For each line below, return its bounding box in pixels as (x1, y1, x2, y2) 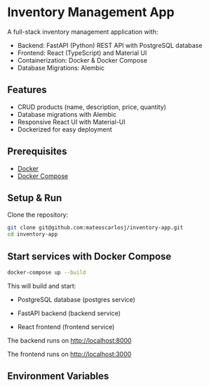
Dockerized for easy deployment (17, 125, 112, 134)
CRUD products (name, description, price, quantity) (17, 103, 167, 111)
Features (7, 84, 47, 96)
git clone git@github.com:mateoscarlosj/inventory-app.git (7, 224, 184, 231)
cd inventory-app (7, 231, 58, 238)
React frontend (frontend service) (17, 322, 115, 331)
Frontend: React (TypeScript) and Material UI (17, 49, 147, 57)
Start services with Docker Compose (7, 250, 172, 262)
